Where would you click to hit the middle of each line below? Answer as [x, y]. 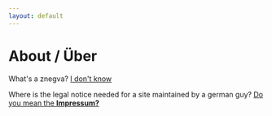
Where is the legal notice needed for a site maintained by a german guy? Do [136, 94]
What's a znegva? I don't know [60, 79]
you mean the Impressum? [54, 103]
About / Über [53, 56]
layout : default [36, 16]
